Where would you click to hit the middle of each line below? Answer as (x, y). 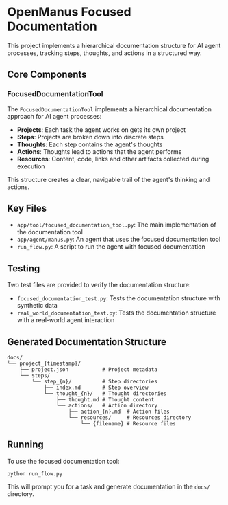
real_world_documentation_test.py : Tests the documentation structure (116, 313)
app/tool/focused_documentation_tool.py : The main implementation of (117, 225)
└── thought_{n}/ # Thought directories (105, 394)
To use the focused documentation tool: (63, 461)
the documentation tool (50, 232)
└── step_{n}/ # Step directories (94, 382)
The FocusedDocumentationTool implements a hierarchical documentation (110, 109)
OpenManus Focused (69, 12)
